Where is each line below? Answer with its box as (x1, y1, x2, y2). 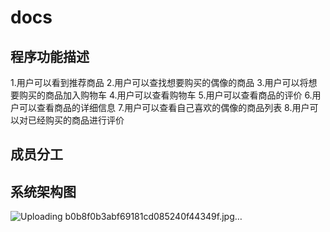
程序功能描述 (10, 48, 90, 65)
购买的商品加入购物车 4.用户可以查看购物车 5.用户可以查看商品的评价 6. (18, 89, 313, 101)
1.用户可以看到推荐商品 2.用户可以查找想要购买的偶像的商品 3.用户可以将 (10, 77, 309, 88)
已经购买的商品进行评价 (27, 114, 125, 126)
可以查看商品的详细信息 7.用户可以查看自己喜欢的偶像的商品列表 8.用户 (18, 102, 310, 113)
